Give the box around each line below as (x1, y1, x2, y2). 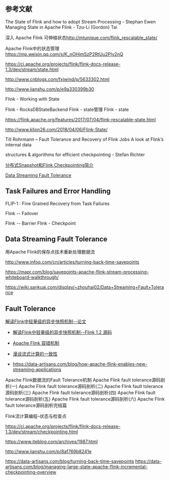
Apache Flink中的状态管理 (5, 45, 60, 51)
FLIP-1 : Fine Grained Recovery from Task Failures (5, 200, 110, 206)
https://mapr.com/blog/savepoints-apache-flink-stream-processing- (5, 269, 149, 275)
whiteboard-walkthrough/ (5, 274, 59, 281)
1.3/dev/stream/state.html (5, 66, 59, 72)
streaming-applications (12, 367, 62, 373)
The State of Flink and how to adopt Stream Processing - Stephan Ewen (5, 18, 156, 24)
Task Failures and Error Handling (5, 187, 111, 196)
